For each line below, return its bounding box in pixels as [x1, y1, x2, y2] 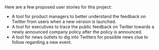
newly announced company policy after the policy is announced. [11, 29, 143, 34]
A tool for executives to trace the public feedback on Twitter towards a [11, 24, 155, 30]
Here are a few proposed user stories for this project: [4, 4, 112, 10]
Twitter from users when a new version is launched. [11, 19, 116, 24]
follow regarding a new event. [11, 39, 72, 45]
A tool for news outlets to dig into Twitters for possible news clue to [11, 34, 148, 40]
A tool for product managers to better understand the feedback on [11, 14, 146, 19]
